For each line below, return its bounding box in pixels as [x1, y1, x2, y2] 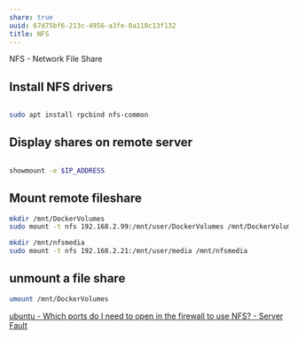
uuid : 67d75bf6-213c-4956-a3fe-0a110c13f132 [9, 21, 176, 30]
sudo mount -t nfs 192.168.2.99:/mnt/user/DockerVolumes [9, 222, 224, 231]
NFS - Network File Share [9, 54, 103, 65]
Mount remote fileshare [9, 191, 142, 206]
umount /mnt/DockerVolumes [9, 294, 109, 304]
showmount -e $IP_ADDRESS [9, 166, 105, 175]
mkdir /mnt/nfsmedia [9, 238, 86, 248]
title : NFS [9, 29, 50, 38]
